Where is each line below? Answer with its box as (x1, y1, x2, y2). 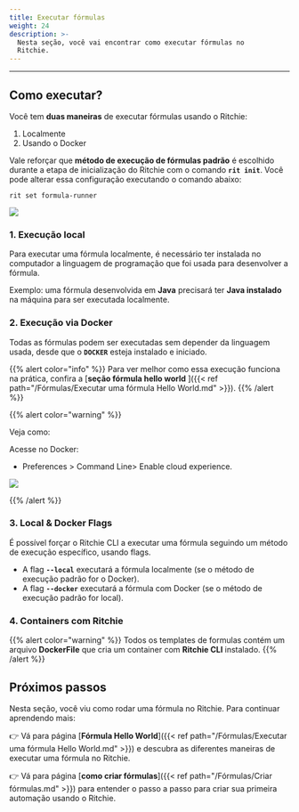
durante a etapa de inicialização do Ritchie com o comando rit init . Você (9, 164, 284, 175)
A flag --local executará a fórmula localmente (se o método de (21, 564, 255, 574)
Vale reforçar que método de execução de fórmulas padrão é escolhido (9, 155, 275, 166)
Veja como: (9, 426, 51, 437)
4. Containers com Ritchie (9, 614, 124, 627)
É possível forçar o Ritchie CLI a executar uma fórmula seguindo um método (9, 537, 288, 548)
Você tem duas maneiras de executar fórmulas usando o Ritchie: (9, 110, 247, 121)
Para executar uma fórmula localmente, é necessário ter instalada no (9, 248, 262, 259)
